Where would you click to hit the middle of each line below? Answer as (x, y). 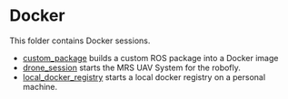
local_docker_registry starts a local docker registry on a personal (144, 76)
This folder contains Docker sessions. (80, 40)
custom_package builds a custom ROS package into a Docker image (150, 58)
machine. (40, 86)
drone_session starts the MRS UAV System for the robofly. (131, 67)
